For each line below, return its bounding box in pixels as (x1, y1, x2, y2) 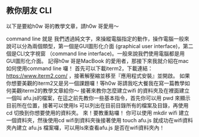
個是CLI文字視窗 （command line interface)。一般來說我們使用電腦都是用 (6, 50, 185, 57)
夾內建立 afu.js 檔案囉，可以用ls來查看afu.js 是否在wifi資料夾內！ (6, 124, 165, 131)
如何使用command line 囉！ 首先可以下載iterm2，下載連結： (6, 65, 153, 72)
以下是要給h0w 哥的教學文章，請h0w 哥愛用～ (6, 23, 119, 30)
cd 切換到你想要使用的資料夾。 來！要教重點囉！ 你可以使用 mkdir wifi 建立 (6, 109, 189, 116)
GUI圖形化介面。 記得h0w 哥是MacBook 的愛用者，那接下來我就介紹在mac (6, 57, 189, 64)
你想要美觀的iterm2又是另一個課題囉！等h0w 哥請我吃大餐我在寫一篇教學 (6, 79, 185, 87)
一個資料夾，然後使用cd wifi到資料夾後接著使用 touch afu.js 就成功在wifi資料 (6, 116, 193, 123)
